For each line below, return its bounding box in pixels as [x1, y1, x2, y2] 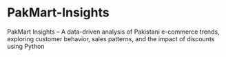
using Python [7, 42, 45, 50]
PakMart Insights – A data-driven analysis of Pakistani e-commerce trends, [7, 27, 220, 36]
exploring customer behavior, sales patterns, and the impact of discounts [7, 34, 215, 43]
